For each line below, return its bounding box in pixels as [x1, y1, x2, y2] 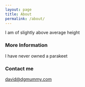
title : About [5, 12, 32, 17]
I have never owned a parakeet [5, 53, 68, 59]
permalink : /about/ [5, 16, 45, 21]
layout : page [5, 7, 32, 12]
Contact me [5, 65, 34, 72]
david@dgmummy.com [5, 76, 52, 82]
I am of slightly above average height [5, 30, 80, 36]
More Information [5, 42, 48, 49]
